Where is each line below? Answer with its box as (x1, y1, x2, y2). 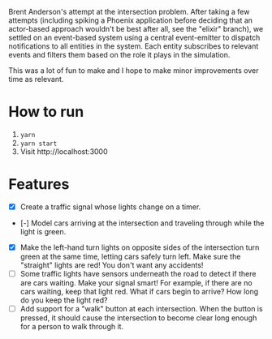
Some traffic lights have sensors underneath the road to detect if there (19, 269, 257, 278)
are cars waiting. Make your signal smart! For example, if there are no (19, 278, 253, 288)
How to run (8, 103, 84, 121)
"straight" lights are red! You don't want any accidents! (19, 260, 204, 270)
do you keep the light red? (19, 295, 108, 305)
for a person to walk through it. (19, 322, 124, 332)
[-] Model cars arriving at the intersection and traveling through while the (19, 218, 265, 228)
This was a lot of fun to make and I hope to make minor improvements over (8, 66, 259, 75)
